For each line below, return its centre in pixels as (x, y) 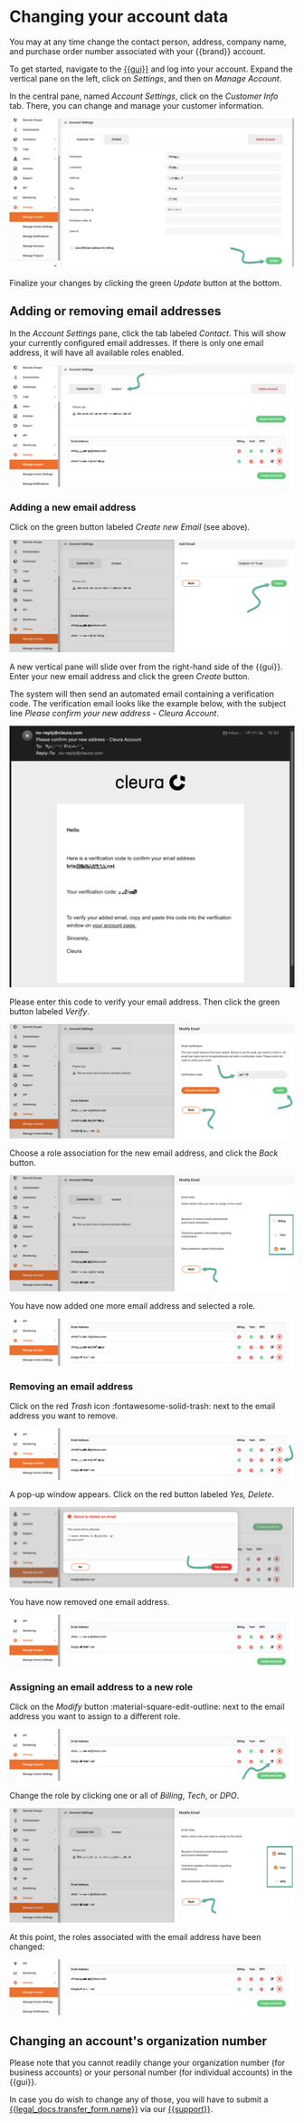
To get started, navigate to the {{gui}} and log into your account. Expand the (151, 69)
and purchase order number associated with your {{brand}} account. (138, 51)
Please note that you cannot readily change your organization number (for (147, 2063)
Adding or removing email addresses (115, 311)
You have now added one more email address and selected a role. (133, 1305)
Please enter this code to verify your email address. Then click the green (145, 1002)
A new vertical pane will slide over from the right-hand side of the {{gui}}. (146, 667)
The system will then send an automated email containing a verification (142, 694)
